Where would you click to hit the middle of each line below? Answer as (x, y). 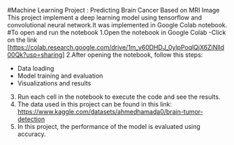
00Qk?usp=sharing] (36, 55)
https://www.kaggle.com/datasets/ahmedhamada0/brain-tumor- (110, 112)
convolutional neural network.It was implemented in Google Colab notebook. (117, 25)
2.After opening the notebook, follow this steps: (134, 55)
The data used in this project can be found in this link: (95, 104)
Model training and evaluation (60, 76)
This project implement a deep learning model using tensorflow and (105, 18)
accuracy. (32, 134)
